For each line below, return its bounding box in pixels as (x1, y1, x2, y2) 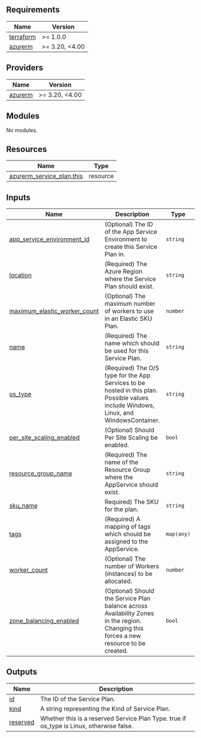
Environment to (104, 235, 148, 244)
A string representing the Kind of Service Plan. (39, 704, 170, 713)
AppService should (104, 481, 159, 489)
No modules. (6, 127, 38, 134)
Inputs (6, 192, 31, 202)
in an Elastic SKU (104, 314, 153, 323)
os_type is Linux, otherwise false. (39, 721, 133, 730)
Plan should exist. (104, 283, 154, 291)
